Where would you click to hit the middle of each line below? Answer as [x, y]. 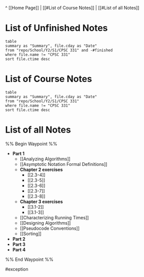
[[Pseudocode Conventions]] [50, 228]
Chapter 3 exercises [41, 202]
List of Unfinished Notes [56, 28]
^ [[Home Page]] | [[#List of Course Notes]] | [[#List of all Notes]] [72, 8]
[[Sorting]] [30, 233]
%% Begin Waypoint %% [31, 144]
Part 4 [19, 249]
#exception [17, 269]
